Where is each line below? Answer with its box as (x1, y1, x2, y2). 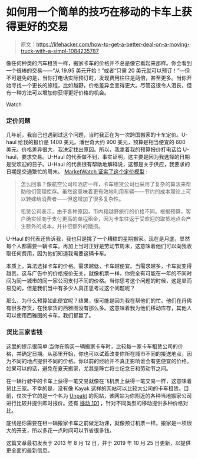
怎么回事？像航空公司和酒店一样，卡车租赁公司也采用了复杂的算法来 (20, 181, 186, 188)
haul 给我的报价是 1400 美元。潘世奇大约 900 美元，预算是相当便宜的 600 (6, 139, 186, 146)
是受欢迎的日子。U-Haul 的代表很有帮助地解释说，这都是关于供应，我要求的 (6, 160, 190, 168)
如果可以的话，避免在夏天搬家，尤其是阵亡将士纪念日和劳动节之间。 (6, 365, 171, 372)
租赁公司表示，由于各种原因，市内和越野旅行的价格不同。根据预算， (20, 208, 186, 215)
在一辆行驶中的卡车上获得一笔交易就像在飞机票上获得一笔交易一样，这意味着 (6, 377, 192, 384)
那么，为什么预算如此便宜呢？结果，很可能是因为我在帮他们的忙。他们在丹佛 (6, 297, 192, 304)
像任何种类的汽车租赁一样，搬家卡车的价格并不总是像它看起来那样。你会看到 (6, 60, 192, 67)
